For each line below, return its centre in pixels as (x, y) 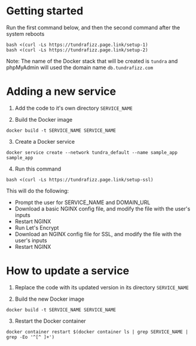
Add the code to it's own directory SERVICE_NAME (73, 108)
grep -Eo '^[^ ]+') (30, 337)
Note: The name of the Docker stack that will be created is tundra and (92, 61)
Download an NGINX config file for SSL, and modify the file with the (98, 234)
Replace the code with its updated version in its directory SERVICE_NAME (102, 287)
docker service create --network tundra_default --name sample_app (92, 152)
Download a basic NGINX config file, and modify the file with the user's (102, 208)
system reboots (25, 33)
